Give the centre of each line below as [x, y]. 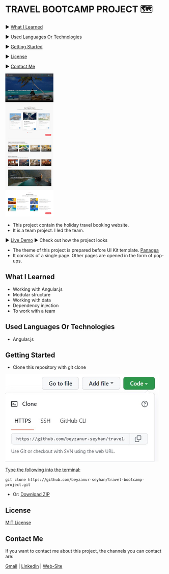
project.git [18, 485]
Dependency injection [36, 305]
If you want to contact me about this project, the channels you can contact [83, 551]
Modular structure [32, 294]
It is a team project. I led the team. [48, 230]
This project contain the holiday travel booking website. [71, 225]
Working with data [32, 300]
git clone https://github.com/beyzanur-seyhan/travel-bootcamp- [75, 480]
